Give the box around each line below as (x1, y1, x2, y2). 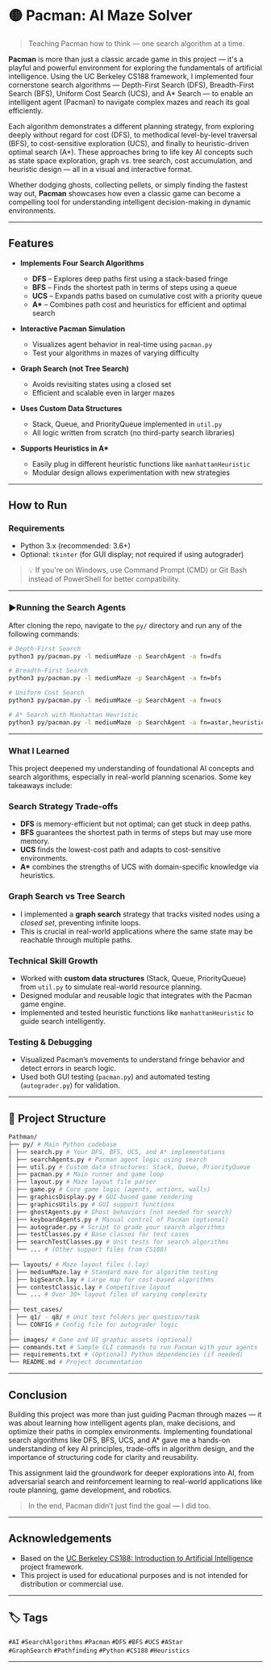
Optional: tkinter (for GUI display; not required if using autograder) (19, 550, 244, 560)
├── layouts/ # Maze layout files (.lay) (8, 1261, 150, 1269)
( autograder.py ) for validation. (19, 1080, 120, 1090)
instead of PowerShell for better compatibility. (27, 574, 181, 584)
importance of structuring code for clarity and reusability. (8, 1452, 199, 1462)
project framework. (19, 1562, 85, 1571)
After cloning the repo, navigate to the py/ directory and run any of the (8, 620, 242, 630)
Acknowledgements (8, 1532, 112, 1546)
